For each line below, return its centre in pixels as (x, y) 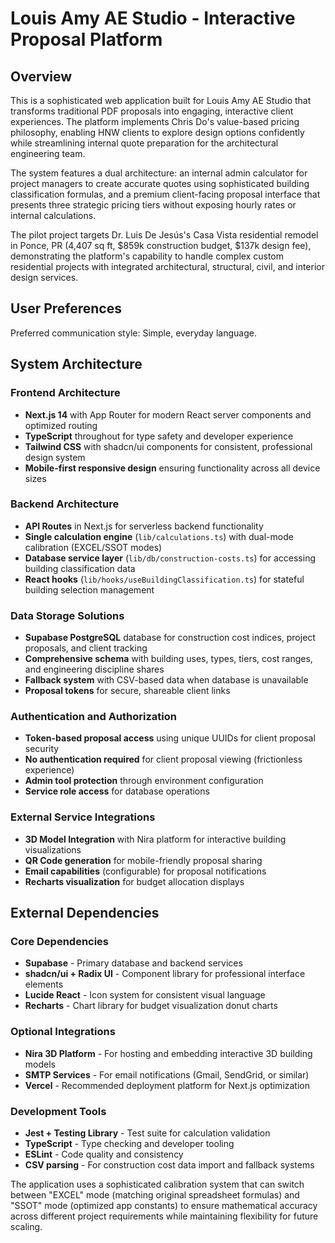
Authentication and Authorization (93, 717)
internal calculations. (53, 215)
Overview (41, 76)
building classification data (80, 568)
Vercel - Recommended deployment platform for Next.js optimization (167, 1085)
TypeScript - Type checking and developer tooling (129, 1143)
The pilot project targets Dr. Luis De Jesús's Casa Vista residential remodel (164, 235)
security (42, 749)
